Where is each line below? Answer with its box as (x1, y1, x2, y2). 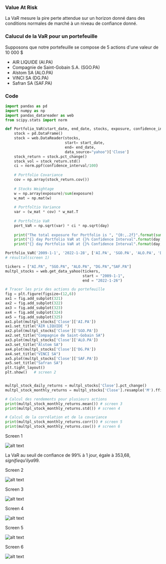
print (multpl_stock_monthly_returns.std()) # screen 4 (5, 406, 121, 411)
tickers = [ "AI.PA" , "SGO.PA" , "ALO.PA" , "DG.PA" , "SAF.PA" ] (5, 264, 132, 269)
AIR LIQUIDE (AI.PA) (12, 59, 53, 65)
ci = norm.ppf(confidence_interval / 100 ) (14, 163, 98, 169)
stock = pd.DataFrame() (14, 131, 63, 136)
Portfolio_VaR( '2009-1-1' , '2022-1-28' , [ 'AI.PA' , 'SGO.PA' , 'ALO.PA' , (5, 251, 156, 256)
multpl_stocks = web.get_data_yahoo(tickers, (5, 269, 100, 274)
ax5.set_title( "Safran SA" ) (5, 361, 63, 366)
